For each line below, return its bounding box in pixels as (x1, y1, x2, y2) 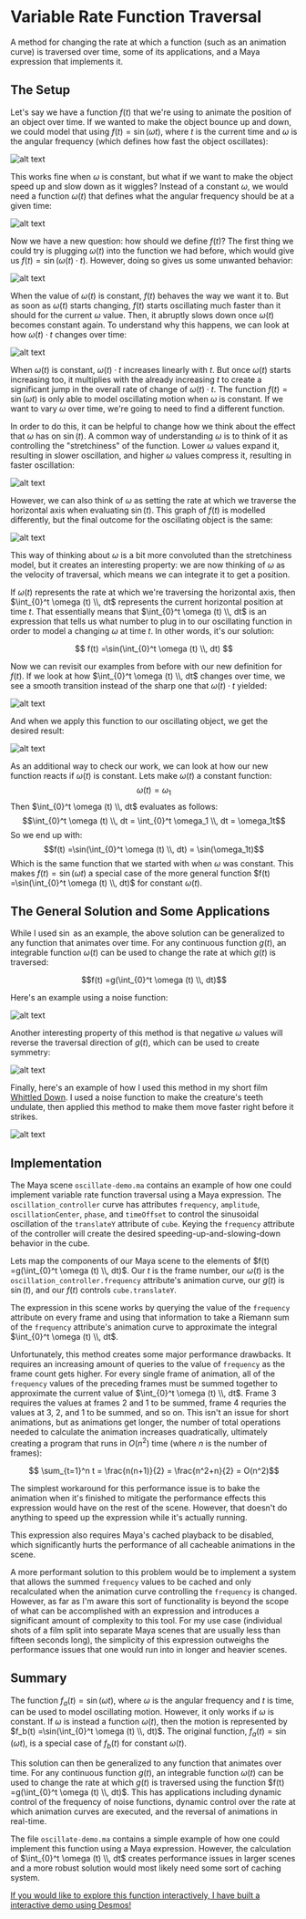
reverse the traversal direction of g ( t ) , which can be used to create (10, 1037, 260, 1048)
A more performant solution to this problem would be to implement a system (10, 1566, 297, 1577)
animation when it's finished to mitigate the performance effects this (10, 1492, 267, 1503)
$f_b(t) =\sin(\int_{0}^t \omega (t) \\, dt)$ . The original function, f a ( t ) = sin (10, 1726, 287, 1739)
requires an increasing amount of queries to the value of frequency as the (10, 1359, 286, 1370)
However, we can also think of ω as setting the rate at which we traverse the (10, 494, 297, 505)
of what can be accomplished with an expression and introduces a (10, 1605, 260, 1616)
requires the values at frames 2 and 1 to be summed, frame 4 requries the (10, 1397, 287, 1408)
